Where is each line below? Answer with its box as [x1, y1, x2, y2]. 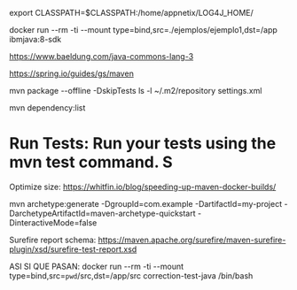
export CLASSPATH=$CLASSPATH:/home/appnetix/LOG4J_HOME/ [9, 8, 254, 18]
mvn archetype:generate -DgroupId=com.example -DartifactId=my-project [9, 198, 283, 209]
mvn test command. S [9, 152, 173, 172]
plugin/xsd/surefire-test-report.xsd [9, 243, 137, 255]
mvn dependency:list [9, 103, 86, 113]
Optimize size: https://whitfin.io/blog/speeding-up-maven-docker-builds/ [9, 181, 277, 192]
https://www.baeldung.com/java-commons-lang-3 [9, 51, 194, 61]
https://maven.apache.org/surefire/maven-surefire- [98, 234, 286, 245]
